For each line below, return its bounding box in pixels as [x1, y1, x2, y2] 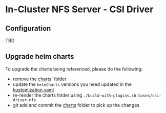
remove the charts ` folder [12, 76, 67, 82]
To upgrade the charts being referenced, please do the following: [5, 65, 143, 72]
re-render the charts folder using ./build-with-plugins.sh [12, 92, 137, 98]
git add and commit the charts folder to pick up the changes [12, 102, 140, 108]
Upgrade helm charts [5, 52, 74, 61]
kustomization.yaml [12, 86, 54, 93]
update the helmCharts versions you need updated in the [12, 81, 132, 87]
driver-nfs [12, 97, 36, 103]
